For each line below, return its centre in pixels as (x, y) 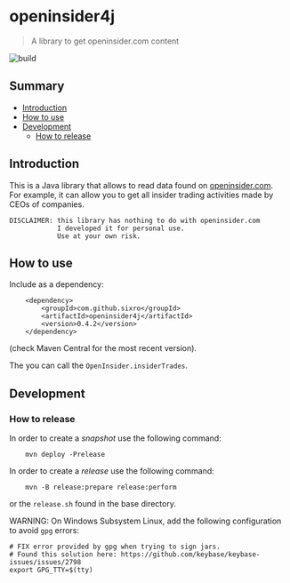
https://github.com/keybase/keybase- (190, 555)
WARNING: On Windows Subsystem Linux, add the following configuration (145, 521)
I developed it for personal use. (121, 228)
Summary (37, 86)
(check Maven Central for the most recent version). (103, 348)
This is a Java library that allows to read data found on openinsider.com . (141, 185)
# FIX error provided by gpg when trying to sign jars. (115, 547)
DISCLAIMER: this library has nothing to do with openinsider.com (135, 220)
